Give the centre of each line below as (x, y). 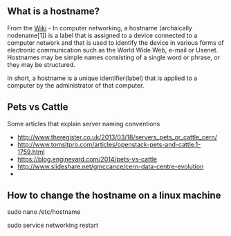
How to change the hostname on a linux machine (114, 196)
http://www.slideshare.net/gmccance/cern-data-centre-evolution (110, 166)
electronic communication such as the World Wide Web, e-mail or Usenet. (113, 50)
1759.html (31, 152)
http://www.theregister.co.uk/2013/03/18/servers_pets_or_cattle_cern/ (117, 137)
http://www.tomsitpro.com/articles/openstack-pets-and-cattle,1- (109, 144)
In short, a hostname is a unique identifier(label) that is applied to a (102, 78)
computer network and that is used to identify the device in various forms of (115, 42)
